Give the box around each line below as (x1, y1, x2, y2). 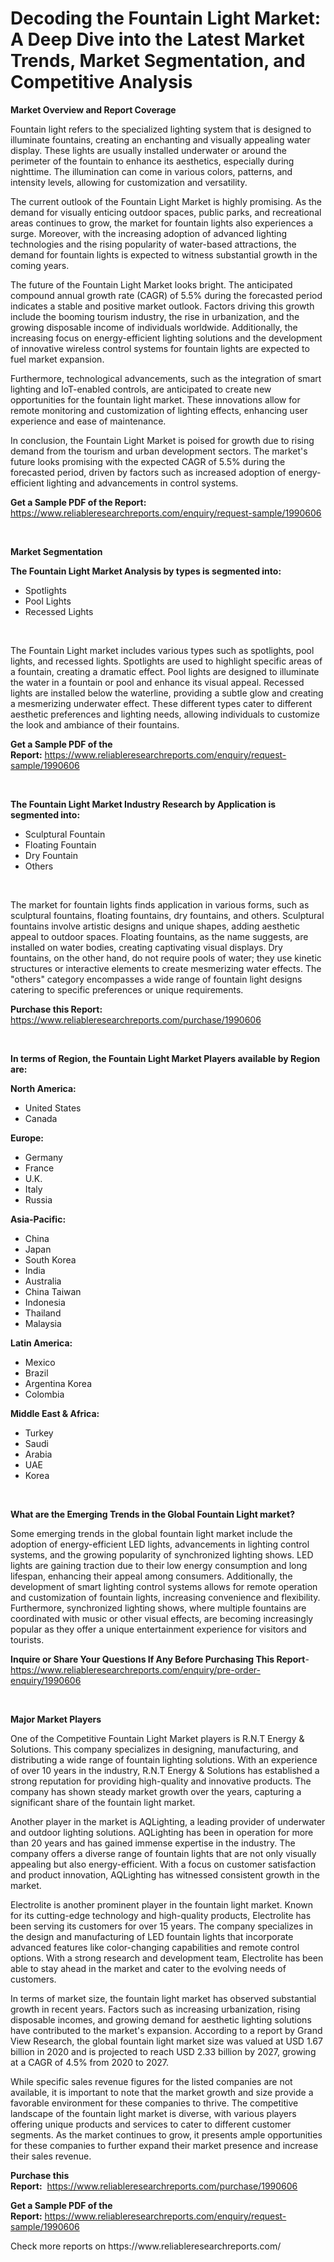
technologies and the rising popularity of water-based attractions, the (10, 238, 297, 250)
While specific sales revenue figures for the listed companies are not (10, 2075, 293, 2087)
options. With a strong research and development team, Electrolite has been (10, 1952, 324, 1964)
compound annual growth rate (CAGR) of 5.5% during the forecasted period (10, 289, 323, 301)
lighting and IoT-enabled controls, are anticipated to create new (10, 383, 272, 395)
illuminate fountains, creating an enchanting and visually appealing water (10, 133, 311, 146)
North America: (10, 1082, 77, 1094)
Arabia (24, 1448, 53, 1460)
